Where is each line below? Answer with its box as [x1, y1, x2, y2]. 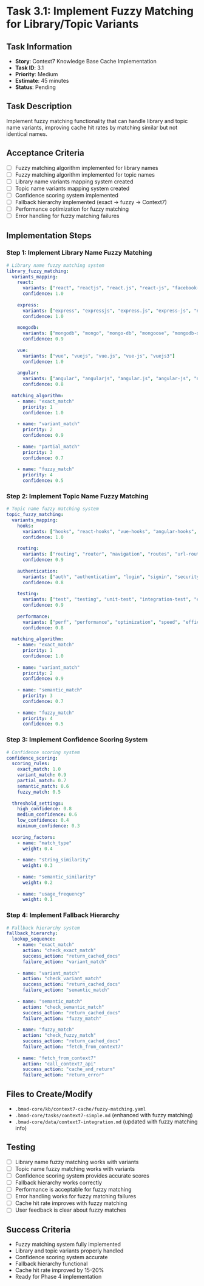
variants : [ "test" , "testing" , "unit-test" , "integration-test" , [22, 596, 191, 602]
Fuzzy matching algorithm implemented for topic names [15, 171, 155, 178]
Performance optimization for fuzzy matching [15, 205, 129, 213]
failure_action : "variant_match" [22, 958, 107, 965]
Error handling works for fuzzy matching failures [15, 1193, 137, 1200]
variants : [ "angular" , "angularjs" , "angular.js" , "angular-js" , [22, 376, 191, 382]
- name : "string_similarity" [17, 857, 91, 863]
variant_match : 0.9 [17, 772, 67, 778]
